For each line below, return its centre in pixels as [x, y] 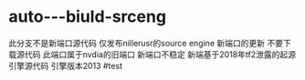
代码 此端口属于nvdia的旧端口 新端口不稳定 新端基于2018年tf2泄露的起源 [160, 54]
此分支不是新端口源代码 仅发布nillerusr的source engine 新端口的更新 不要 [146, 43]
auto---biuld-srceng [87, 17]
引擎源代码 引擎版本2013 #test [66, 65]
